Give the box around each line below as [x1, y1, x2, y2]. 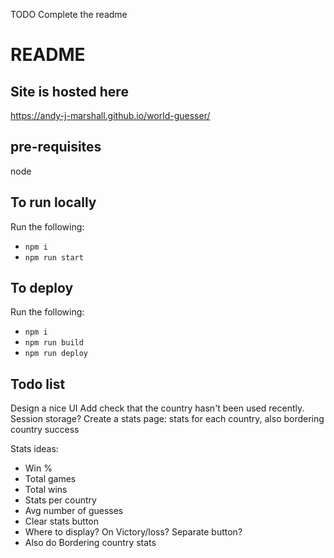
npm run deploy [24, 349, 89, 359]
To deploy [10, 280, 74, 297]
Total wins [24, 484, 68, 496]
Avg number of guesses [24, 505, 124, 517]
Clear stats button [24, 515, 99, 528]
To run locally [10, 194, 97, 211]
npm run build [24, 338, 84, 348]
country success [10, 424, 80, 436]
